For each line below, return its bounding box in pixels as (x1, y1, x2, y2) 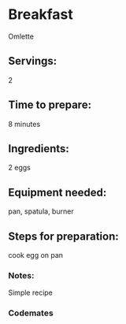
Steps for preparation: (8, 229, 120, 243)
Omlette (8, 32, 34, 41)
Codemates (8, 307, 54, 318)
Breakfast (8, 6, 73, 24)
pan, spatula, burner (8, 207, 74, 216)
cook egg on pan (8, 251, 64, 259)
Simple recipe (8, 288, 54, 297)
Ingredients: (8, 142, 69, 155)
